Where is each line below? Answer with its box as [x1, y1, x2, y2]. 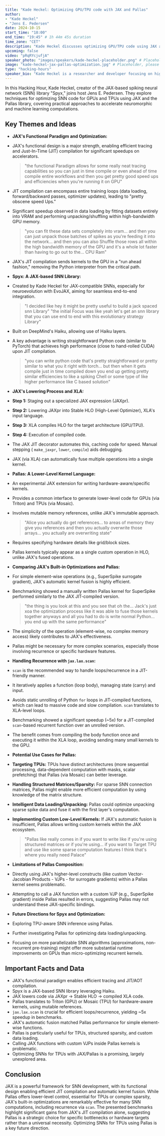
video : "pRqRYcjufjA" [5, 53, 50, 58]
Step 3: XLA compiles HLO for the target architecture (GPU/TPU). [12, 422, 145, 428]
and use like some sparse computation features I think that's [24, 846, 147, 853]
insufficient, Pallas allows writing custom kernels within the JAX [12, 821, 141, 827]
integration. [12, 293, 36, 299]
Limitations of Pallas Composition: [12, 861, 84, 867]
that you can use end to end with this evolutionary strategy [24, 313, 144, 319]
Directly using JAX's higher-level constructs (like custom [12, 871, 127, 877]
